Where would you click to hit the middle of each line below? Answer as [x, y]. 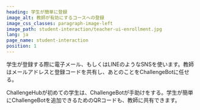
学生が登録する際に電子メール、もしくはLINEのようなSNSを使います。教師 [100, 64]
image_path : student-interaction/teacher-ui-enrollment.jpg [84, 29]
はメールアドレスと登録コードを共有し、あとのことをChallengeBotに [93, 71]
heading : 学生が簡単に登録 [37, 12]
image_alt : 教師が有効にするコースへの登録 [55, 18]
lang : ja [17, 35]
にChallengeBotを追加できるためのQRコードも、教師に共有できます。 [94, 100]
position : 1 [21, 46]
